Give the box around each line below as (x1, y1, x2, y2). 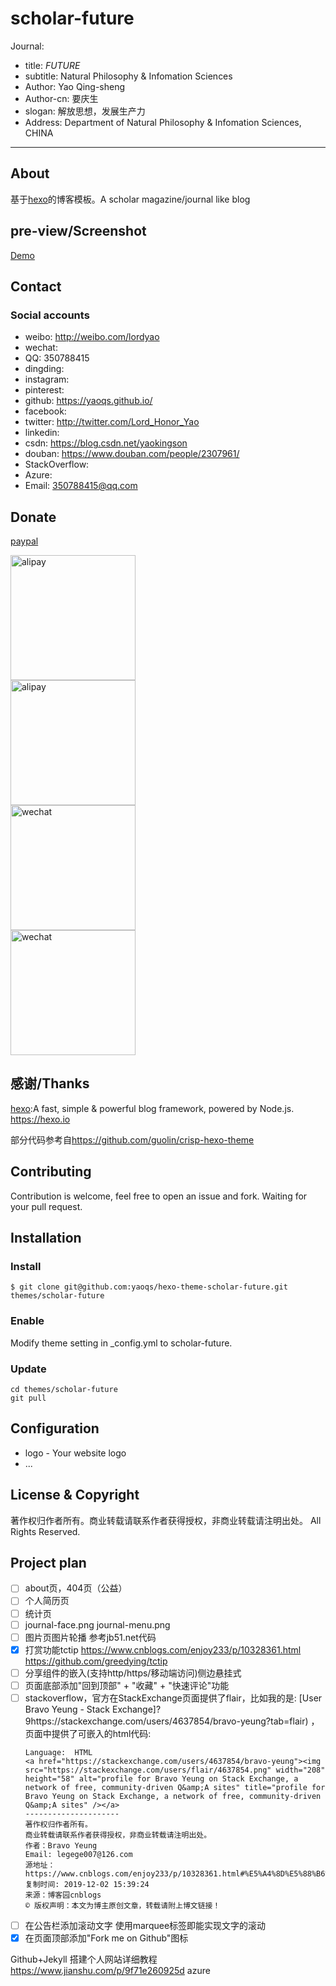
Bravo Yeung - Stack (24, 1703, 111, 1715)
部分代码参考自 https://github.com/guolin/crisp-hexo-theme (10, 1133, 255, 1146)
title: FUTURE (24, 59, 81, 71)
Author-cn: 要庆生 (24, 92, 99, 104)
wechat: (24, 342, 58, 354)
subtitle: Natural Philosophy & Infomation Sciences (24, 70, 233, 82)
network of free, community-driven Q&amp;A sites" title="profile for (24, 1782, 326, 1792)
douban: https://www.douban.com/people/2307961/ (24, 448, 240, 460)
